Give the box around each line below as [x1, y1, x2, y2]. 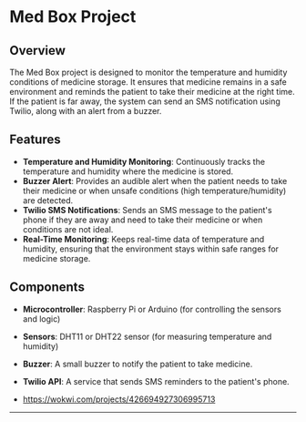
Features [9, 132, 61, 148]
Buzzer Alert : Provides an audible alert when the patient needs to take [22, 175, 288, 186]
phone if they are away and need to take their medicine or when [22, 214, 263, 225]
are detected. [22, 194, 74, 206]
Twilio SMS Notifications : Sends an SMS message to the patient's [22, 204, 272, 215]
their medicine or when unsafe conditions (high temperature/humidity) [22, 185, 287, 196]
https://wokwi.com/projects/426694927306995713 [22, 394, 216, 405]
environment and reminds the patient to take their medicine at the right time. [9, 87, 295, 97]
